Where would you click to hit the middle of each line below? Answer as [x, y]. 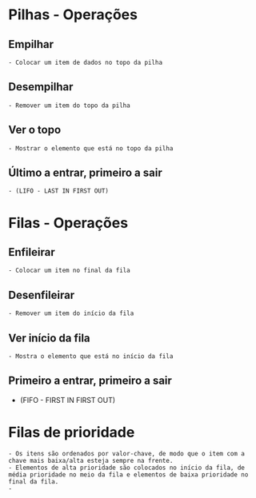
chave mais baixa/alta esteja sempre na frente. [91, 460]
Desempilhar [41, 87]
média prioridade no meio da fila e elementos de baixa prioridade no [128, 474]
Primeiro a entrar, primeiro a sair [90, 381]
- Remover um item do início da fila [71, 313]
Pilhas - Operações [73, 15]
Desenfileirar [42, 295]
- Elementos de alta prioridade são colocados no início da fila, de [127, 468]
